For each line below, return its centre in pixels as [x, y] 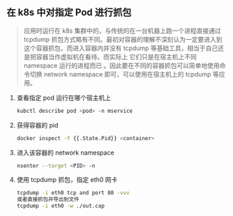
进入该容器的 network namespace [65, 153]
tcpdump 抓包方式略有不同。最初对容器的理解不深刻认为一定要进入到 [123, 39]
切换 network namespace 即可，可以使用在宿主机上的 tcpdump [120, 74]
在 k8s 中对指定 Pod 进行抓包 [69, 13]
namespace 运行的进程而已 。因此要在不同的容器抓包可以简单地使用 [122, 65]
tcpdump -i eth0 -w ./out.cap [61, 206]
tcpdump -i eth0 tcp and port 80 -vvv [73, 193]
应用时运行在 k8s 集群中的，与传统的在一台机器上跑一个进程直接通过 [122, 31]
